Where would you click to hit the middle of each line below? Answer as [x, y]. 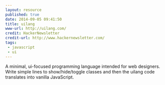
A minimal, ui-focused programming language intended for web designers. [83, 66]
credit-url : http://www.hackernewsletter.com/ [55, 38]
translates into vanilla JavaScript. [40, 77]
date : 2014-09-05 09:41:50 [34, 19]
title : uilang [20, 24]
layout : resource [23, 10]
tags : [11, 43]
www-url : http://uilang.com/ [36, 29]
